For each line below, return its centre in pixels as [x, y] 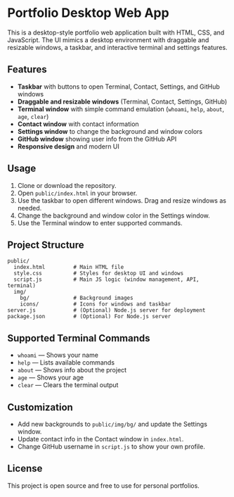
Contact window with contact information [78, 124]
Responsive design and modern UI [68, 146]
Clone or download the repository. [67, 185]
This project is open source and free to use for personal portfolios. [104, 485]
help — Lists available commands [66, 363]
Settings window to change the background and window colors [110, 131]
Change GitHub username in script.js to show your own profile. [111, 446]
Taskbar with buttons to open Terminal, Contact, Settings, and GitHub [118, 87]
